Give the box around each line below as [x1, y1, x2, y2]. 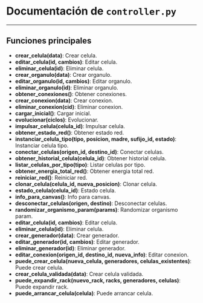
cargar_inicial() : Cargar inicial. [14, 109, 92, 117]
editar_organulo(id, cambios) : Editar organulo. [14, 77, 132, 85]
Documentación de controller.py [6, 4, 177, 18]
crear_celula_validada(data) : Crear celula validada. [14, 270, 144, 278]
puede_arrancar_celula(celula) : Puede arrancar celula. [14, 289, 153, 297]
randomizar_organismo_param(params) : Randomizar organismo [14, 206, 178, 213]
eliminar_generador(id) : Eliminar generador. [14, 244, 126, 252]
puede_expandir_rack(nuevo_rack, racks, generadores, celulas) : [14, 276, 181, 284]
